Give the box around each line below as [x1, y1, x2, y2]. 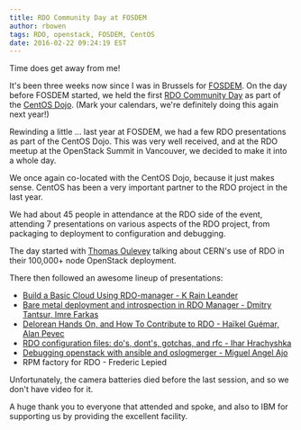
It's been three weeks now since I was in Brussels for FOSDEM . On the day [9, 80, 287, 91]
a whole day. [9, 155, 57, 166]
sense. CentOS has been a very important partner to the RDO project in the [9, 182, 288, 193]
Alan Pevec [22, 328, 65, 339]
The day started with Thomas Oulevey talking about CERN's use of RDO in [9, 246, 286, 256]
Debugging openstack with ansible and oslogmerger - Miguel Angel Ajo [22, 347, 288, 358]
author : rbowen [9, 22, 67, 31]
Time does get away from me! [9, 63, 121, 74]
